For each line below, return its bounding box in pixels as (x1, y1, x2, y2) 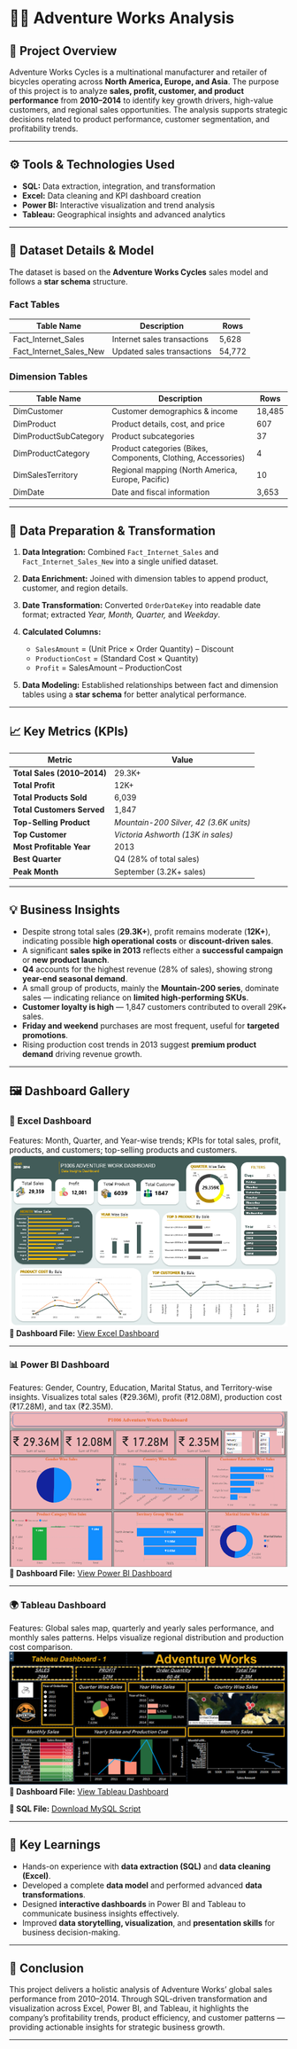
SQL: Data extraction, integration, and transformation (21, 181, 216, 192)
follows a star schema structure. (9, 276, 128, 286)
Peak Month (12, 866, 59, 877)
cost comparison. (9, 1641, 73, 1652)
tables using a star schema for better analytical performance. (21, 689, 247, 700)
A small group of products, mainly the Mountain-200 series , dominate (21, 982, 280, 993)
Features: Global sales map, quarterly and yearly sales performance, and (9, 1623, 275, 1633)
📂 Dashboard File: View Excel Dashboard (9, 1327, 160, 1338)
